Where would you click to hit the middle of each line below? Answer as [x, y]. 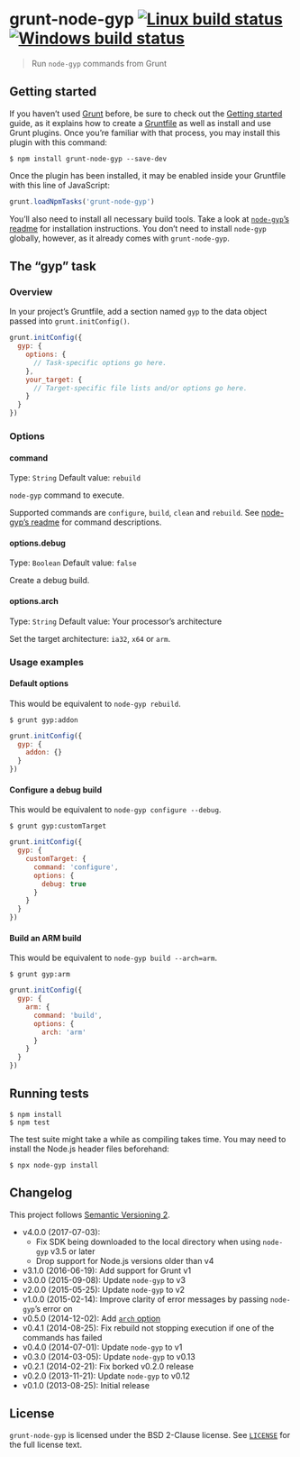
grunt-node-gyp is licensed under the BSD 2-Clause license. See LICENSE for [150, 1435]
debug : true [64, 884]
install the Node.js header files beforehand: [89, 1149]
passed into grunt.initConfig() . [70, 321]
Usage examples [46, 662]
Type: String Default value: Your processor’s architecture [116, 621]
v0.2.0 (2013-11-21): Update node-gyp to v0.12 [106, 1376]
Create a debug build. [50, 581]
